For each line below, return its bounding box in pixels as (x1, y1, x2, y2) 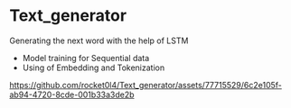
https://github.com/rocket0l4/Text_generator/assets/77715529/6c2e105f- (9, 79, 282, 90)
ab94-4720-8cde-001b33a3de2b (9, 89, 135, 100)
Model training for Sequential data (22, 52, 150, 63)
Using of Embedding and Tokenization (22, 62, 165, 73)
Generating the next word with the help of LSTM (9, 35, 189, 46)
